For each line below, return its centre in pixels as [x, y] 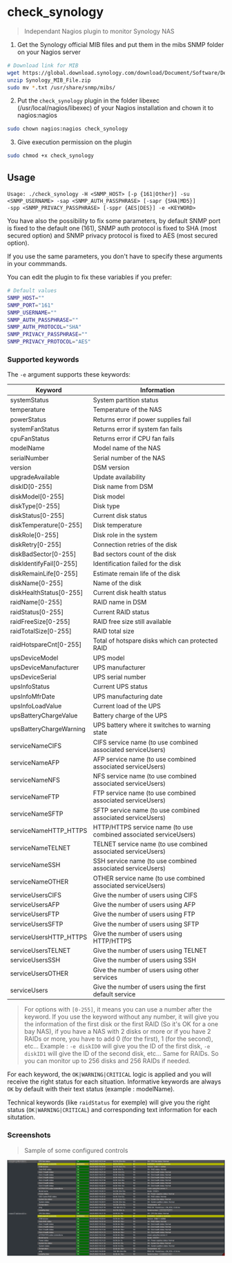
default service [114, 994]
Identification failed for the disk [137, 564]
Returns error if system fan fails [138, 429]
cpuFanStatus [30, 439]
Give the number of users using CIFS [145, 895]
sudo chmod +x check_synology [51, 156]
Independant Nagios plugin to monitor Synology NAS [99, 31]
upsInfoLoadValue [36, 706]
